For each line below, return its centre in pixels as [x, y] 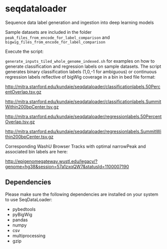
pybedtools [24, 209]
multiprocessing [29, 236]
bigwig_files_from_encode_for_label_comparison [55, 42]
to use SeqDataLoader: [29, 199]
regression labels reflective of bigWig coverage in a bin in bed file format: [80, 77]
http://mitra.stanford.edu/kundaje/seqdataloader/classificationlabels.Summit [83, 101]
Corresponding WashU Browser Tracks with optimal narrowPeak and [76, 146]
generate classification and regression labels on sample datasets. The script [83, 66]
